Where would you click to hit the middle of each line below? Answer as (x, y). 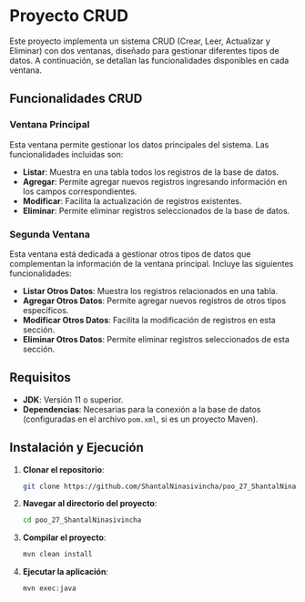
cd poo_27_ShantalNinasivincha (82, 520)
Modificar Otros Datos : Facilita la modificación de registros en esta (149, 320)
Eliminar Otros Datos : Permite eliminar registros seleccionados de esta (156, 339)
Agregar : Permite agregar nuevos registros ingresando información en (155, 181)
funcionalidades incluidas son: (66, 154)
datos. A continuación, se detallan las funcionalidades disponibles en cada (149, 60)
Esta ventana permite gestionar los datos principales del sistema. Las (139, 144)
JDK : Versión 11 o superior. (73, 399)
